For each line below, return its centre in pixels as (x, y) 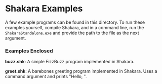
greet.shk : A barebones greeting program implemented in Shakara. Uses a (81, 71)
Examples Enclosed (29, 51)
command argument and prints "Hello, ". (46, 77)
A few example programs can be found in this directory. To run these (75, 22)
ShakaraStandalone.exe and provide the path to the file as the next (72, 33)
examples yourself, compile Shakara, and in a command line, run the (75, 27)
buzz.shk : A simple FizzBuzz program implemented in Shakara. (70, 62)
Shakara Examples (44, 9)
